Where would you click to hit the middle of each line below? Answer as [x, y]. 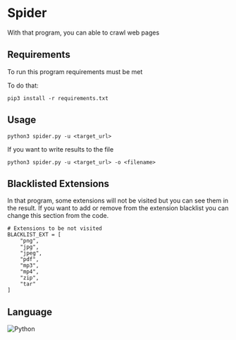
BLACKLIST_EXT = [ [34, 235]
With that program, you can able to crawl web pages [83, 32]
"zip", [30, 278]
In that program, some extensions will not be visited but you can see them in [118, 201]
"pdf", [30, 260]
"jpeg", [31, 253]
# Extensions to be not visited [55, 229]
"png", [30, 241]
